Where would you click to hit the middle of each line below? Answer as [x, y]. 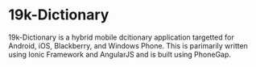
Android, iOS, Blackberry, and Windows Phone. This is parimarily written [128, 45]
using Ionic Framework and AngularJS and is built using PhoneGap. [120, 54]
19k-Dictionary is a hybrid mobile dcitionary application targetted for [122, 37]
